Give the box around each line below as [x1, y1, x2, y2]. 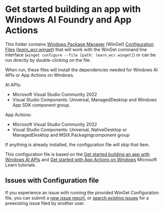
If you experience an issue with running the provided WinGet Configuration [5, 190, 160, 196]
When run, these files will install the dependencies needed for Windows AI [5, 66, 158, 73]
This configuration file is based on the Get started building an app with [5, 151, 150, 157]
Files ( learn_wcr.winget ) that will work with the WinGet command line [5, 46, 147, 52]
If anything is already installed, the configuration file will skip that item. [5, 141, 150, 148]
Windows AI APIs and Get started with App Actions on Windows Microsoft [5, 156, 157, 163]
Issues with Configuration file [5, 176, 99, 185]
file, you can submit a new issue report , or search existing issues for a [5, 195, 149, 201]
